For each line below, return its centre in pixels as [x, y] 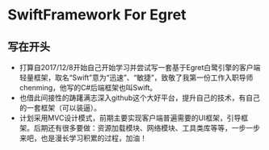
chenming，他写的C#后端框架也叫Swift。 [88, 87]
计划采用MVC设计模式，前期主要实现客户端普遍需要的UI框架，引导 [130, 118]
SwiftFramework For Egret [97, 15]
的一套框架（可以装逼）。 [60, 108]
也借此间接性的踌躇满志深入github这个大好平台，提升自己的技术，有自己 [139, 98]
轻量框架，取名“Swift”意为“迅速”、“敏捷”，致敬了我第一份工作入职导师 [136, 77]
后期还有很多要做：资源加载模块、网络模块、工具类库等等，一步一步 [147, 128]
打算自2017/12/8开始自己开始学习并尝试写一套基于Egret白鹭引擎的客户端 [140, 67]
